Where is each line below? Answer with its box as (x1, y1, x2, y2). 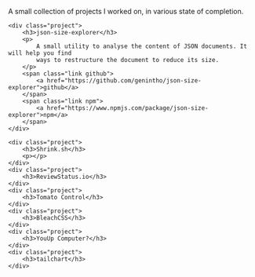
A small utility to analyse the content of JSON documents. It (36, 42, 247, 50)
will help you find (8, 49, 72, 57)
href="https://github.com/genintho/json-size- (46, 77, 202, 85)
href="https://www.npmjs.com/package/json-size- (46, 104, 209, 112)
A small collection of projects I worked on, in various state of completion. (8, 7, 244, 16)
